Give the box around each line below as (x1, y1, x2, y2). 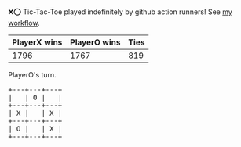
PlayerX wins (12, 37, 63, 48)
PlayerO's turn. (8, 70, 57, 79)
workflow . (8, 19, 40, 27)
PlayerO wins (70, 37, 121, 48)
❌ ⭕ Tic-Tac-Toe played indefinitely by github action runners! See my (8, 7, 233, 16)
